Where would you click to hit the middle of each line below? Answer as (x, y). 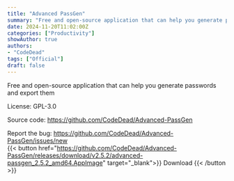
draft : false (26, 65)
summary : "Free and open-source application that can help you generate (115, 20)
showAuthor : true (32, 40)
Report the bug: (30, 133)
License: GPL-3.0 (32, 106)
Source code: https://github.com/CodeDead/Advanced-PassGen (100, 120)
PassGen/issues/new (38, 141)
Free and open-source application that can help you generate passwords (112, 85)
